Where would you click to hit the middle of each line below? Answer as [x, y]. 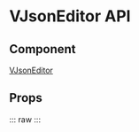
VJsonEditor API [70, 16]
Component [43, 49]
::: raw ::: [25, 119]
